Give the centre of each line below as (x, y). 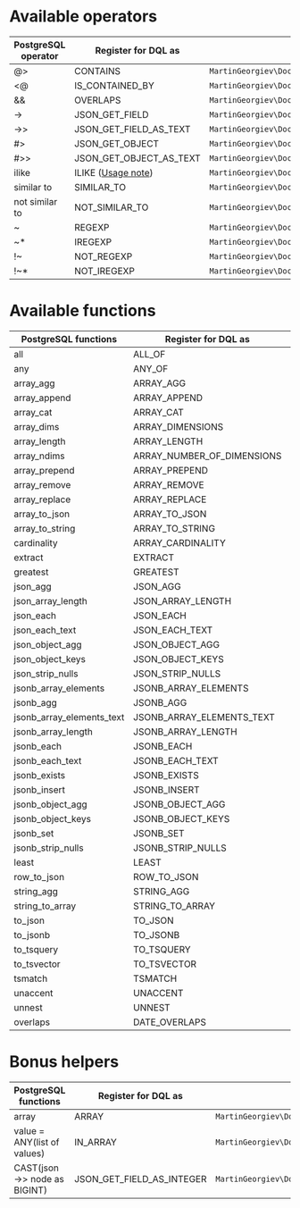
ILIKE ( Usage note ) (114, 172)
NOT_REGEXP (104, 256)
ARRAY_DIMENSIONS (179, 426)
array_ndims (39, 456)
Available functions (83, 311)
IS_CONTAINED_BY (114, 85)
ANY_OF (151, 368)
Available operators (83, 17)
